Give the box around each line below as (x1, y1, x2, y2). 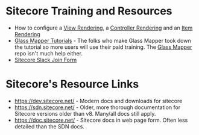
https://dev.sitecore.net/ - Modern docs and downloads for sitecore (14, 97, 183, 104)
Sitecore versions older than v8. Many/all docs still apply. (14, 110, 156, 117)
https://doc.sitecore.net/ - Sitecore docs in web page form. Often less (14, 116, 188, 124)
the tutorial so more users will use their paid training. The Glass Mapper (14, 43, 192, 51)
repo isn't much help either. (14, 49, 83, 57)
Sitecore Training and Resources (5, 4, 172, 18)
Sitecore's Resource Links (5, 77, 139, 91)
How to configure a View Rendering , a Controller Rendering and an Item (14, 24, 193, 31)
